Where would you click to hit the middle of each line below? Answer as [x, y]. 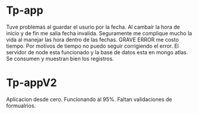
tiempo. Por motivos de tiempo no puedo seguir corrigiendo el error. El [92, 46]
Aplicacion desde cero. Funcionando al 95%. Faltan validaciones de [89, 99]
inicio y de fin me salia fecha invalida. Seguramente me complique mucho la [99, 33]
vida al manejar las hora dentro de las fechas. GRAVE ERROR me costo [93, 39]
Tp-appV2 [32, 83]
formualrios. [21, 106]
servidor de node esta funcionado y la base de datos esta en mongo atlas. [97, 52]
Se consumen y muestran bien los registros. [60, 58]
